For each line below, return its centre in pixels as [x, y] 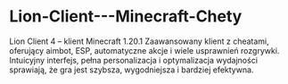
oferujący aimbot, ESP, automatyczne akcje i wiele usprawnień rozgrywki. [144, 50]
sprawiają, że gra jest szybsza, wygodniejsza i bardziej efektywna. [132, 70]
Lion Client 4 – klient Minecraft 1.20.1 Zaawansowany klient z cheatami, [139, 41]
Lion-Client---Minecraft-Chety [126, 17]
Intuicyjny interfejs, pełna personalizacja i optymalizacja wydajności [134, 60]
